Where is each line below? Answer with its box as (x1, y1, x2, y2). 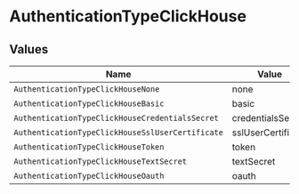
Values (9, 42, 49, 57)
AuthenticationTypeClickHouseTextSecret (13, 157, 187, 166)
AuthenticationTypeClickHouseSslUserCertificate (13, 127, 224, 137)
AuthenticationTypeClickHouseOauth (13, 171, 165, 181)
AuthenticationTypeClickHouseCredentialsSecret (13, 113, 220, 123)
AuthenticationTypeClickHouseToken (13, 142, 165, 152)
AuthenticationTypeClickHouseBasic (13, 99, 165, 109)
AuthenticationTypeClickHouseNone (13, 85, 160, 94)
